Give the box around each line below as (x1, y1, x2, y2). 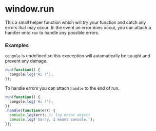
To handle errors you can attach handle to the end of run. (5, 85, 119, 91)
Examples (5, 42, 29, 49)
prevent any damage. (5, 58, 48, 64)
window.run (5, 3, 55, 15)
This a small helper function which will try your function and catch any (5, 19, 146, 25)
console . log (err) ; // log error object (9, 113, 91, 117)
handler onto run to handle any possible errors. (5, 30, 99, 35)
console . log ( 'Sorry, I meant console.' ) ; (9, 117, 95, 122)
